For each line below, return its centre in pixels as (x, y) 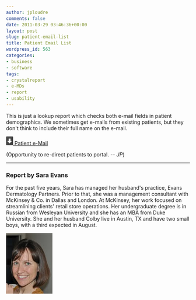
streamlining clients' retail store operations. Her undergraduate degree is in (96, 207)
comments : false (26, 18)
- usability (20, 99)
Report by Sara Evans (37, 175)
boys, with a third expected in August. (52, 225)
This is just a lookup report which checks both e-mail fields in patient (89, 116)
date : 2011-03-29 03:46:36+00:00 (47, 25)
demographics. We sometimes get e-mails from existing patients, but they (95, 122)
